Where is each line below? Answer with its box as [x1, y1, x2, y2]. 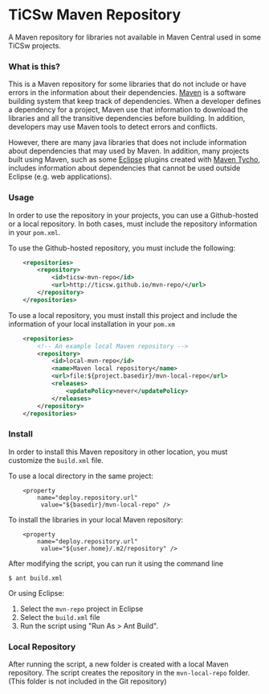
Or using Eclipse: [8, 588, 65, 597]
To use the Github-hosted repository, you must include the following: [8, 243, 236, 253]
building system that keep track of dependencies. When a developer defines [8, 97, 262, 106]
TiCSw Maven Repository [8, 6, 181, 24]
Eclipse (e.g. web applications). [8, 171, 112, 182]
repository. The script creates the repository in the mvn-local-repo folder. [8, 668, 251, 677]
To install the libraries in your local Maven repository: [8, 514, 183, 524]
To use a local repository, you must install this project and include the [8, 310, 238, 320]
